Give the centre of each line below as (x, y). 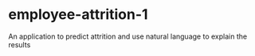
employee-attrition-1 (78, 15)
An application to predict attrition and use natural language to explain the (128, 36)
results (20, 44)
